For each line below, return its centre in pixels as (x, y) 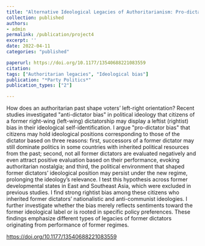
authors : (17, 23)
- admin (16, 29)
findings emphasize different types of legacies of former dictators (89, 219)
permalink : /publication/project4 (50, 35)
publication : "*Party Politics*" (49, 80)
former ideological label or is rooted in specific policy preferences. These (99, 212)
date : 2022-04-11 (28, 46)
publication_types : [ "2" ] (39, 85)
